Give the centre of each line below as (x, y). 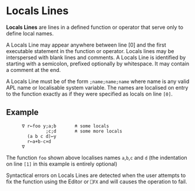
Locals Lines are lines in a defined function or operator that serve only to (95, 27)
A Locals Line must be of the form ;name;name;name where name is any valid (98, 81)
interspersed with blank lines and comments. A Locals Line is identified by (96, 57)
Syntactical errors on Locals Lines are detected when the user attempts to (96, 175)
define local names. (30, 33)
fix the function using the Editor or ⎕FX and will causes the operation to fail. (97, 182)
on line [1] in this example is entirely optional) (62, 164)
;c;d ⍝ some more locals (84, 131)
